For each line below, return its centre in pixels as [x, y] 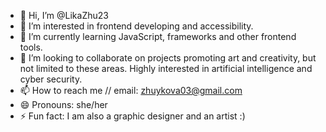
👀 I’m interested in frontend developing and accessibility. [136, 26]
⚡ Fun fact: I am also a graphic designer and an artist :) [132, 116]
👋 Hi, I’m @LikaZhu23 [64, 15]
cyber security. [51, 79]
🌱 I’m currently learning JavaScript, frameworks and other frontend [158, 36]
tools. [31, 47]
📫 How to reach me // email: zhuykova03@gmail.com [131, 90]
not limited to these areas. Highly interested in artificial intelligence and [166, 68]
